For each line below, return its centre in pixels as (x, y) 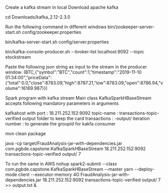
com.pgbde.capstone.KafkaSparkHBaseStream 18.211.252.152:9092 (75, 149)
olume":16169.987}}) (26, 88)
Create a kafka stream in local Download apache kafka (62, 7)
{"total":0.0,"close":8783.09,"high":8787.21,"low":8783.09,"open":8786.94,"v (84, 83)
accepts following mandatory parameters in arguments (62, 103)
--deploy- (144, 169)
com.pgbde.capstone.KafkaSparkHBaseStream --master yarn (69, 169)
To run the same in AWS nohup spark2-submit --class (61, 164)
